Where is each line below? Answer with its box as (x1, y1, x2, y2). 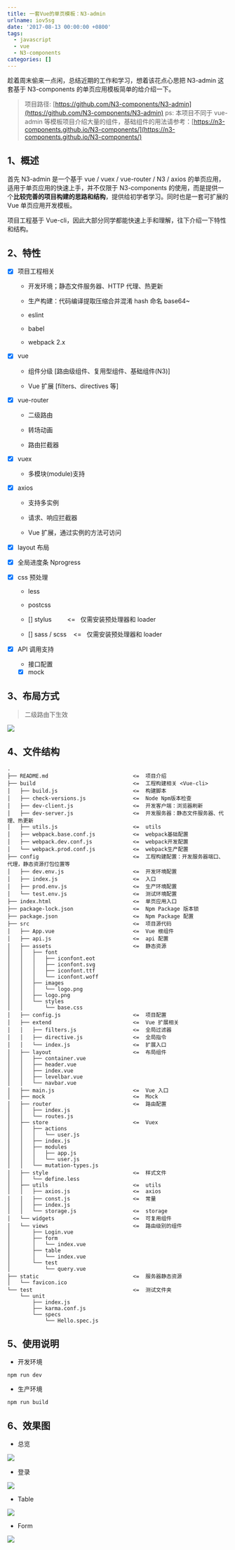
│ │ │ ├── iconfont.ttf (7, 967, 96, 974)
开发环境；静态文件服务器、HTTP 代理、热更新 (27, 282, 163, 290)
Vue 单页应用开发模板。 (7, 201, 76, 209)
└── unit (20, 1292, 46, 1300)
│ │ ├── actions (7, 1125, 68, 1132)
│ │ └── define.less (7, 1175, 80, 1182)
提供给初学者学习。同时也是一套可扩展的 (111, 192, 229, 201)
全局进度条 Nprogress (17, 558, 81, 566)
